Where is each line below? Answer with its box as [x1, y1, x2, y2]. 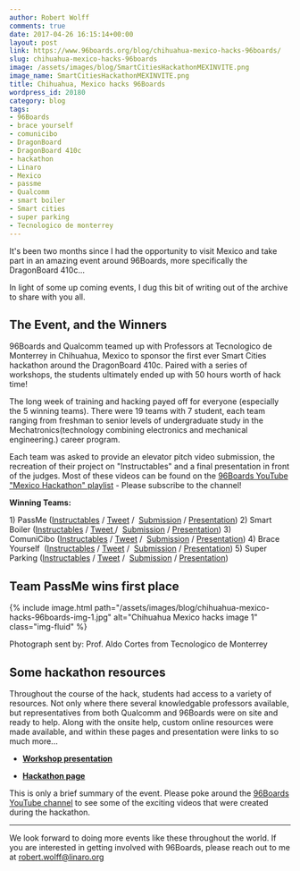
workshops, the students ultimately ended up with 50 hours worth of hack [9, 369, 281, 380]
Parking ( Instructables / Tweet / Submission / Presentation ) [9, 553, 229, 563]
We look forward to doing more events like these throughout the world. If [9, 833, 277, 843]
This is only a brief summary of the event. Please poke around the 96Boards [9, 788, 290, 799]
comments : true [9, 21, 66, 30]
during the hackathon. [9, 807, 91, 817]
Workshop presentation [21, 753, 113, 764]
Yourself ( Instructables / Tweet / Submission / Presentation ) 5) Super [9, 543, 268, 554]
